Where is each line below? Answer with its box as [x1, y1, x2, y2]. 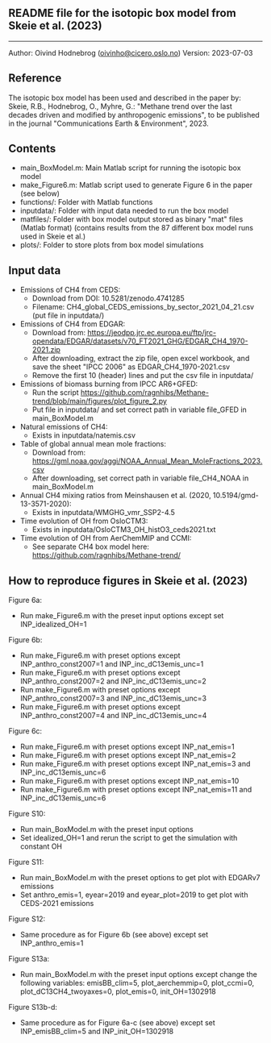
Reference [8, 72, 62, 85]
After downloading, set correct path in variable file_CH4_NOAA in [31, 473, 249, 483]
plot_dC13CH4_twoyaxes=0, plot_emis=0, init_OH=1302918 [19, 987, 216, 996]
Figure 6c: [8, 726, 43, 736]
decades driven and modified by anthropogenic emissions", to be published [8, 110, 260, 119]
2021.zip [31, 345, 60, 355]
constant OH [19, 841, 63, 851]
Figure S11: [8, 858, 44, 867]
